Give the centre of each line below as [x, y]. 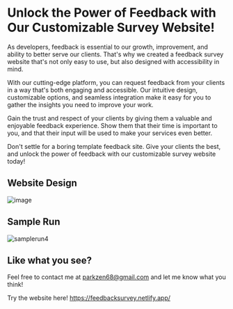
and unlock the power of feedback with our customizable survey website [112, 154]
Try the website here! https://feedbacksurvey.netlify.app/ [89, 298]
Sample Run [34, 222]
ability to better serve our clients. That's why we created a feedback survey [115, 54]
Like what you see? [50, 260]
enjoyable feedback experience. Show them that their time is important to [112, 125]
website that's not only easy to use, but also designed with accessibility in [113, 61]
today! [16, 161]
